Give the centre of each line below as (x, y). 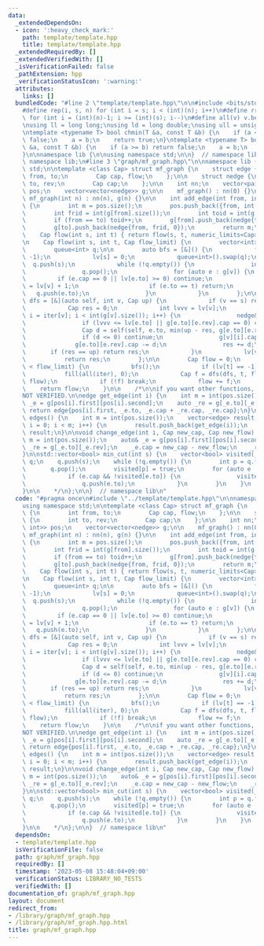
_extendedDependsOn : (49, 23)
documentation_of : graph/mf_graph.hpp (71, 893)
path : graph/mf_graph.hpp (58, 857)
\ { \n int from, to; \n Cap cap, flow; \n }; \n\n (132, 513)
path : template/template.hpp (70, 37)
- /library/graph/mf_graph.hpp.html (68, 923)
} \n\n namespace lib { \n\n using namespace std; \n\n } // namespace (133, 154)
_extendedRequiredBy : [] (56, 52)
